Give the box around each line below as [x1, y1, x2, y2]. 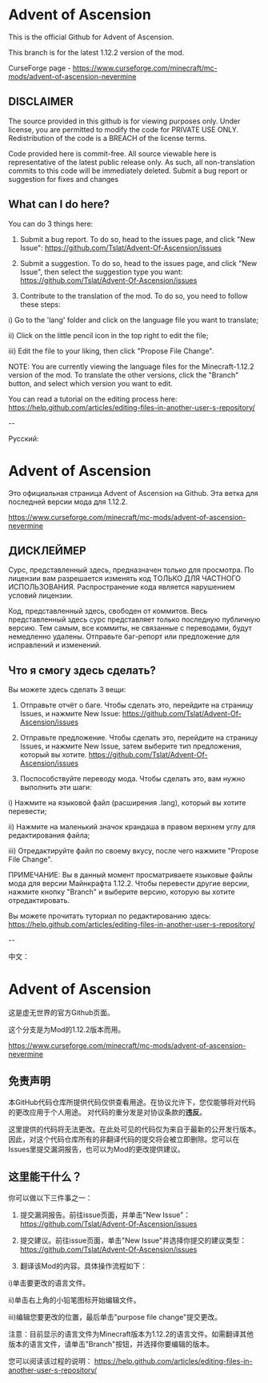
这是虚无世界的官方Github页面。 [8, 1008, 114, 1018]
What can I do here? [8, 198, 110, 212]
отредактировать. [8, 896, 70, 905]
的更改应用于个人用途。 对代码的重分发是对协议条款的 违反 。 [8, 1107, 206, 1117]
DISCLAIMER [8, 95, 74, 109]
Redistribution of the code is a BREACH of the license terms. [8, 133, 207, 143]
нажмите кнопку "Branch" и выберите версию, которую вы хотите [8, 887, 235, 897]
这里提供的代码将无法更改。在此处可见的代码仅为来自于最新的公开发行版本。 [8, 1124, 261, 1134]
